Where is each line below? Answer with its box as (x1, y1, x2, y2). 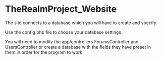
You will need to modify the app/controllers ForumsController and (5, 38, 139, 45)
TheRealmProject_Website (5, 3, 117, 15)
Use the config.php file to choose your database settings (5, 29, 121, 35)
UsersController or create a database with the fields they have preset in (5, 44, 151, 50)
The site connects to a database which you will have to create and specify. (5, 20, 158, 26)
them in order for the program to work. (5, 49, 84, 55)
